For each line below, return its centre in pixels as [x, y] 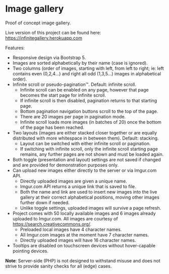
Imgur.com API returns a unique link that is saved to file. [78, 186]
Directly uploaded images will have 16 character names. [78, 240]
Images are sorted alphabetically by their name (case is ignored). [80, 63]
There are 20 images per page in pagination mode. [73, 116]
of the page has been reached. [52, 127]
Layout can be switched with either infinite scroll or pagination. [85, 143]
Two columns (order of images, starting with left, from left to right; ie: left [88, 68]
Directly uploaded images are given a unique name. [73, 181]
